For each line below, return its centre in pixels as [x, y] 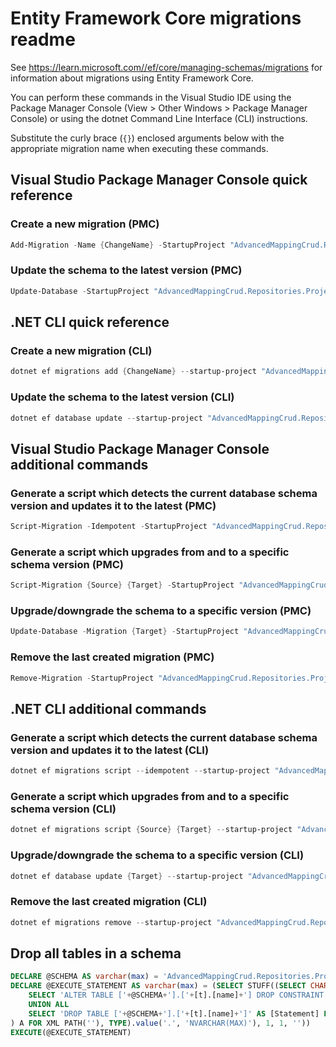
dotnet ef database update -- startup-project [106, 418]
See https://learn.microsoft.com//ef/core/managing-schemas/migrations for [166, 67]
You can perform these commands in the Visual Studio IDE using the [151, 97]
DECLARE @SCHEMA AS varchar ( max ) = [84, 977]
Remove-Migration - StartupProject [82, 678]
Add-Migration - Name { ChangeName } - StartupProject [118, 245]
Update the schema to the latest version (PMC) [126, 270]
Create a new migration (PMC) [85, 224]
